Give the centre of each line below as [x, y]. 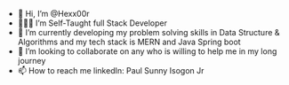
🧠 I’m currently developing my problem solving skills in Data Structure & [149, 32]
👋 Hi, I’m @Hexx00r [53, 14]
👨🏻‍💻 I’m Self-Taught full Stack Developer [92, 23]
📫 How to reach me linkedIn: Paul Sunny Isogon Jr [111, 70]
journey [32, 61]
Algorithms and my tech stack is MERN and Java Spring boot [129, 42]
